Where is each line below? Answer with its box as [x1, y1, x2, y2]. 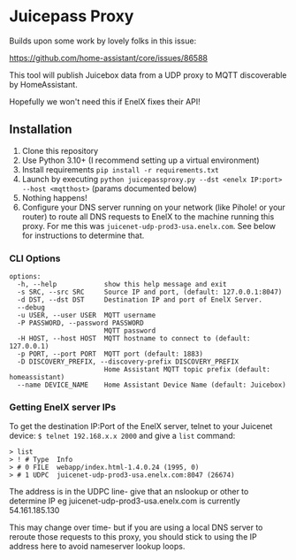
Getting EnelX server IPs [9, 401, 117, 413]
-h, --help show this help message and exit [17, 280, 227, 289]
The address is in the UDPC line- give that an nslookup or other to [9, 487, 249, 497]
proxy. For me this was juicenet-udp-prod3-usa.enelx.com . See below [21, 220, 277, 231]
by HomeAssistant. [9, 79, 78, 89]
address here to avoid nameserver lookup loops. [9, 541, 186, 552]
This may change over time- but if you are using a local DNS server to [9, 522, 263, 533]
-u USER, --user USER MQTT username [17, 311, 156, 320]
